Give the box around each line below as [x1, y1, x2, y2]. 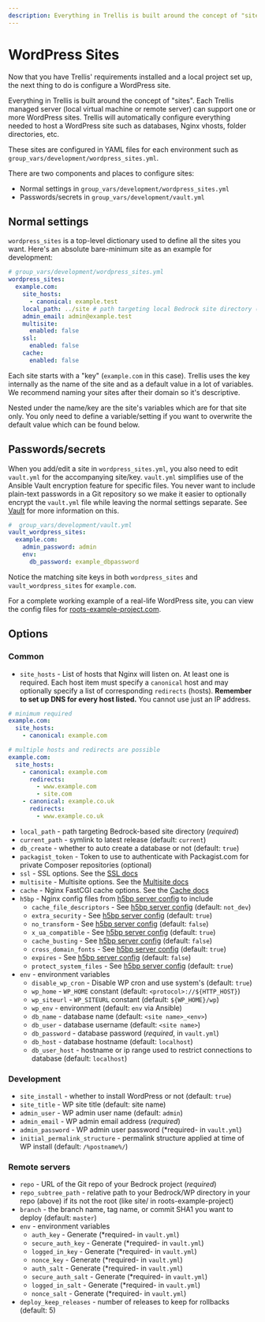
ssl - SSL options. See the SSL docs [19, 868, 138, 878]
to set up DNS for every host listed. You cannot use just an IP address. [19, 694, 251, 704]
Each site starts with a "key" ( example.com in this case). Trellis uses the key [8, 370, 251, 380]
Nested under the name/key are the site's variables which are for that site [8, 403, 247, 412]
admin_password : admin [22, 543, 97, 551]
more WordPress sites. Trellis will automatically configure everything [8, 112, 231, 122]
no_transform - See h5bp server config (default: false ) [31, 919, 209, 929]
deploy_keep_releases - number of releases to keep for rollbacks [19, 1297, 230, 1307]
